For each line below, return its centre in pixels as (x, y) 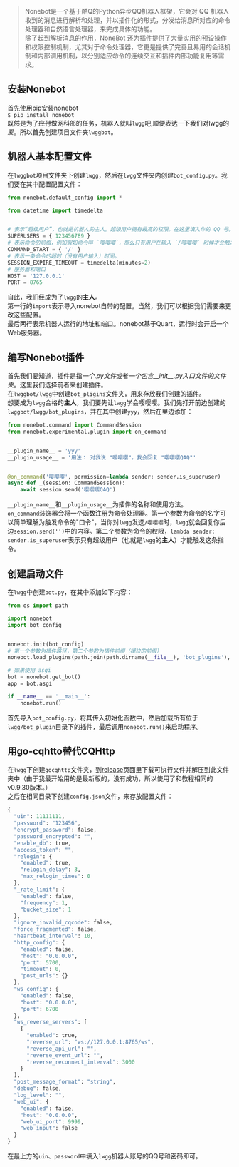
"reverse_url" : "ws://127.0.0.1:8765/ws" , (90, 1042)
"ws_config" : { (36, 989)
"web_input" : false (49, 1128)
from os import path (38, 606)
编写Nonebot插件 (46, 357)
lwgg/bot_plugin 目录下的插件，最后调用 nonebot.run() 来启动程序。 (105, 726)
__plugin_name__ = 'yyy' (44, 451)
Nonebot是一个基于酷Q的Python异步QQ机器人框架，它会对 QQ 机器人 (127, 11)
